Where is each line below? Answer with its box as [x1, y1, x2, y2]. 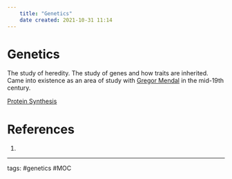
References [7, 122, 75, 137]
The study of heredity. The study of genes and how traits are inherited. [7, 69, 209, 77]
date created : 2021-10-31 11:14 [19, 17, 113, 23]
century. [7, 84, 31, 92]
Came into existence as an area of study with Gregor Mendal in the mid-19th [7, 77, 224, 85]
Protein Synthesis [7, 97, 57, 106]
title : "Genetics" [19, 10, 72, 17]
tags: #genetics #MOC [7, 164, 72, 173]
